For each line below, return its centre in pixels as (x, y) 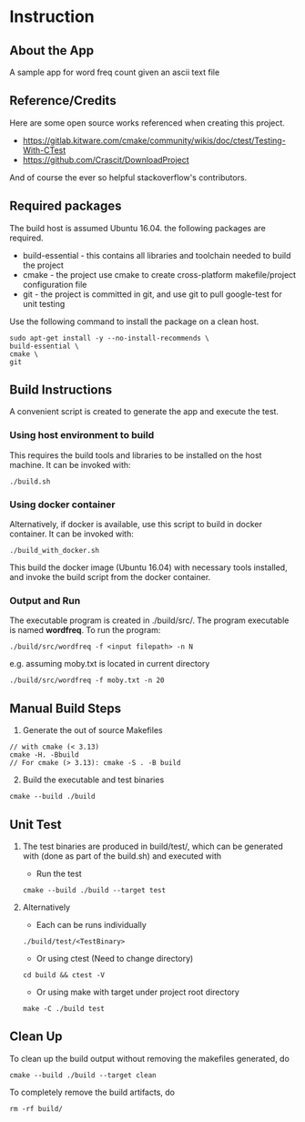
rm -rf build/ (36, 1108)
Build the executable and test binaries (93, 780)
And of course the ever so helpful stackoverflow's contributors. (128, 177)
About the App (51, 51)
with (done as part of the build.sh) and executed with (122, 856)
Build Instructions (61, 390)
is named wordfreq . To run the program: (85, 630)
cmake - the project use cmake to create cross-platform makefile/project (159, 274)
